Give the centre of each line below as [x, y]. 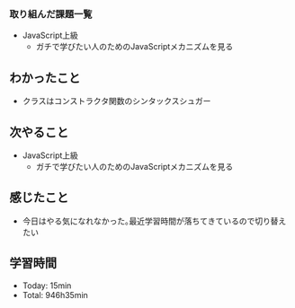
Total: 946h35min [55, 295]
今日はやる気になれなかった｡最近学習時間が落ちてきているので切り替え [154, 221]
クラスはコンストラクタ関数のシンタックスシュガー [116, 101]
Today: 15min [47, 286]
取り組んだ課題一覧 [51, 13]
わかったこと [45, 78]
